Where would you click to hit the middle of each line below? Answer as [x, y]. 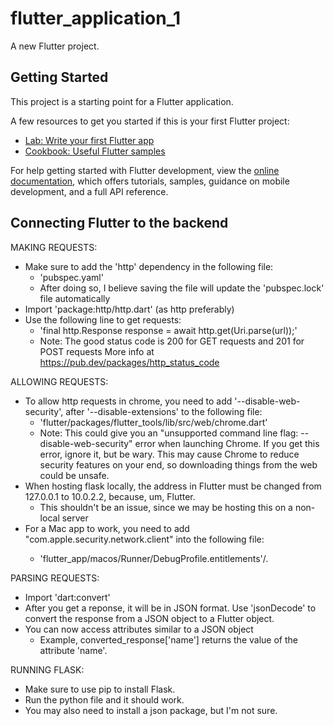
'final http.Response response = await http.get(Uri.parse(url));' [168, 330]
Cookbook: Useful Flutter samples [95, 151]
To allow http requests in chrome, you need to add [128, 401]
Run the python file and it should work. [104, 699]
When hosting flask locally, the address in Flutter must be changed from [173, 486]
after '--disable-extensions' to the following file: [164, 411]
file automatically [75, 298]
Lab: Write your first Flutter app [89, 140]
